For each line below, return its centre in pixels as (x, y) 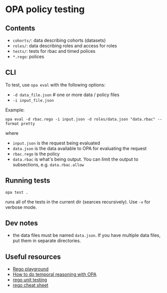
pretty (28, 124)
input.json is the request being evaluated (56, 143)
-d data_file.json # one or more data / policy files (66, 95)
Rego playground (31, 269)
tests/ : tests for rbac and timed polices (54, 51)
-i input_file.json (33, 100)
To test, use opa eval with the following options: (55, 84)
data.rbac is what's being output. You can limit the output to (75, 159)
